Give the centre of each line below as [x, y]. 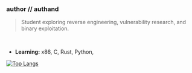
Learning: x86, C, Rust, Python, [54, 52]
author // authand [33, 9]
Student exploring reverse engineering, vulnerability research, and [103, 22]
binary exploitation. [45, 28]
